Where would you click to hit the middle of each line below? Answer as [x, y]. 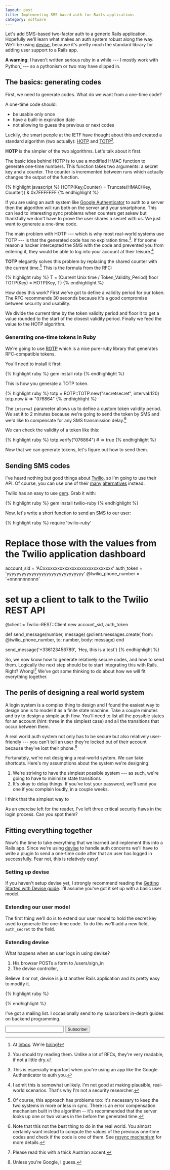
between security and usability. [38, 304]
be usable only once [34, 114]
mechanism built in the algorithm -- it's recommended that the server [84, 1111]
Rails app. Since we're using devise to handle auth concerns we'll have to [82, 848]
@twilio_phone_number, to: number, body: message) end [65, 640]
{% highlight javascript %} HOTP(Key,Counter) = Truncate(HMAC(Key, [78, 187]
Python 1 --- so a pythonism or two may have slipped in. [63, 66]
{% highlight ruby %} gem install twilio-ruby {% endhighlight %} [72, 503]
